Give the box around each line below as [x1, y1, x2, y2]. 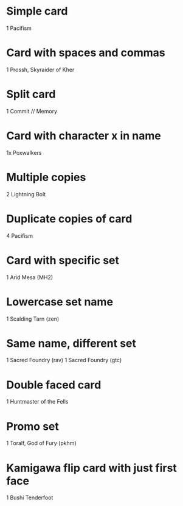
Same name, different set [6, 337, 137, 350]
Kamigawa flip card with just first [6, 461, 178, 475]
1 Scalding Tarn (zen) [6, 315, 60, 322]
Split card [6, 87, 56, 101]
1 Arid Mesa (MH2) [6, 273, 54, 281]
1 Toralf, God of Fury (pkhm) [6, 440, 77, 447]
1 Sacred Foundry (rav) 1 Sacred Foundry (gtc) [6, 357, 122, 364]
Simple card [6, 4, 68, 18]
